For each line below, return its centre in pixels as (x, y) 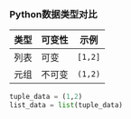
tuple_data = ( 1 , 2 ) (46, 97)
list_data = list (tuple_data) (66, 105)
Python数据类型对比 (53, 14)
